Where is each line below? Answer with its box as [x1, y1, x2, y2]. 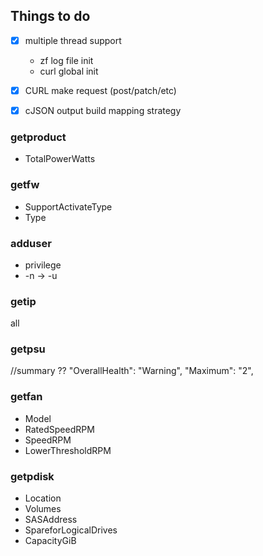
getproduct [10, 130, 67, 144]
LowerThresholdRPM [24, 444, 112, 456]
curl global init [39, 65, 99, 77]
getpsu [10, 342, 46, 356]
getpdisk [10, 469, 55, 483]
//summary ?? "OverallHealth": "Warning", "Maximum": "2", [10, 365, 254, 377]
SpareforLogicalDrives [24, 524, 118, 536]
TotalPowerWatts [24, 153, 96, 165]
